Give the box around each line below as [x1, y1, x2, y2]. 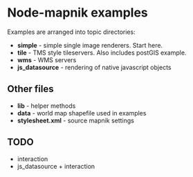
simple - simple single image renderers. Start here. [17, 41, 163, 49]
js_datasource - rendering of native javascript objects [17, 63, 172, 71]
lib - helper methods [17, 102, 76, 110]
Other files [7, 83, 54, 95]
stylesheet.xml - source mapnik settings [17, 116, 135, 124]
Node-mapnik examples [7, 5, 149, 21]
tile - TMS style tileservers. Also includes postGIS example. [17, 48, 187, 57]
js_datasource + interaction [17, 162, 95, 170]
